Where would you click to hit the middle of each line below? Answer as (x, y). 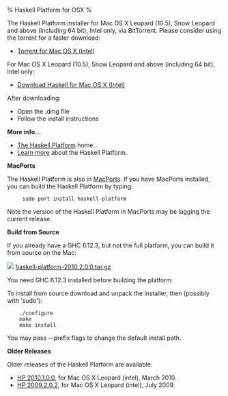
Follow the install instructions (58, 119)
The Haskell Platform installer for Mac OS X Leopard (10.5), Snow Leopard (111, 23)
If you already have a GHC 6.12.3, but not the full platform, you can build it (111, 245)
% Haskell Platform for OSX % (49, 10)
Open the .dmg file (43, 111)
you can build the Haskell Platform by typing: (70, 186)
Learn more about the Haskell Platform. (72, 152)
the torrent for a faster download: (54, 38)
